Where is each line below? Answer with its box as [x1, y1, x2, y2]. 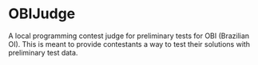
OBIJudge [8, 5, 76, 23]
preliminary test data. [8, 48, 78, 57]
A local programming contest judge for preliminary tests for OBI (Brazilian [8, 31, 250, 40]
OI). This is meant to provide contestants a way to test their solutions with [8, 39, 250, 48]
